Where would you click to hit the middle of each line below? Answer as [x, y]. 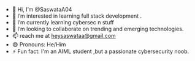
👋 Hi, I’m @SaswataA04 [42, 9]
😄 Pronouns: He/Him [39, 45]
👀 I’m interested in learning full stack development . [77, 16]
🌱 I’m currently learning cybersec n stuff [63, 22]
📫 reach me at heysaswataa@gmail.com [64, 36]
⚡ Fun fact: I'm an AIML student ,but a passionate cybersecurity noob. [101, 51]
